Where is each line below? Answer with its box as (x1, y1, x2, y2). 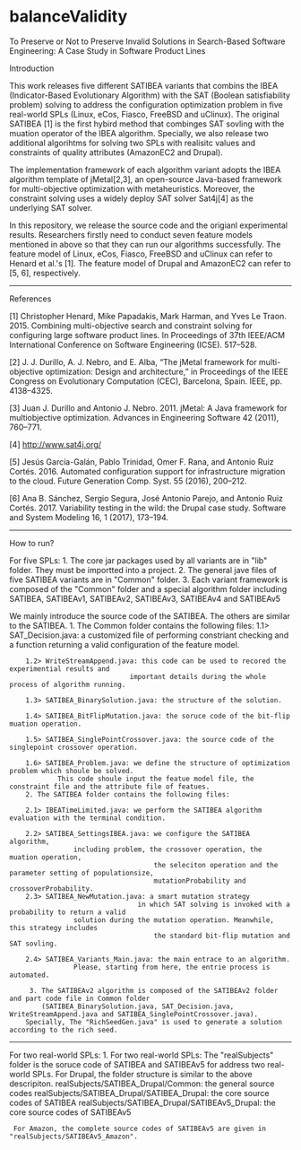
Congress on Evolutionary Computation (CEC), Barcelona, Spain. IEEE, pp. (9, 375, 283, 387)
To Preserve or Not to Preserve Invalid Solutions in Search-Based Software (9, 36, 286, 47)
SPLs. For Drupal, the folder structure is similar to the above (31, 1068, 253, 1079)
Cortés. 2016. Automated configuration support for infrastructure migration (9, 466, 286, 476)
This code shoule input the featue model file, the (56, 774, 254, 783)
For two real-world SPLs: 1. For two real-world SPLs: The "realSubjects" (9, 1050, 274, 1060)
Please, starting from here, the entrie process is (73, 963, 271, 971)
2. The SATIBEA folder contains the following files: (25, 789, 230, 799)
